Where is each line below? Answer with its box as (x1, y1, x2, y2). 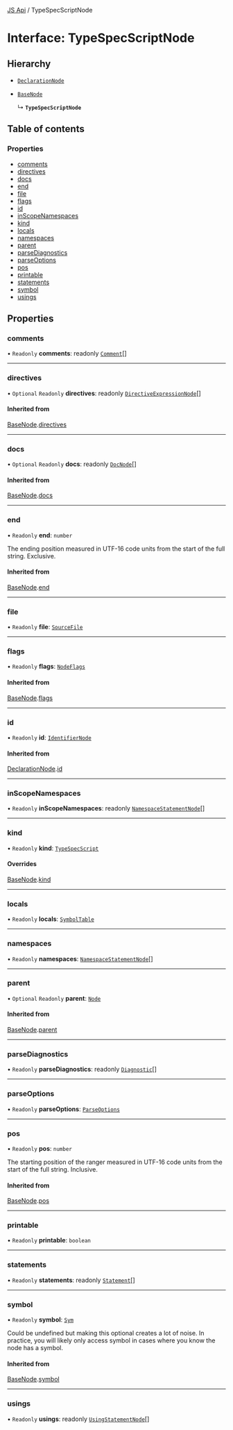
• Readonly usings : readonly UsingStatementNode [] (7, 1415, 150, 1423)
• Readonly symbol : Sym (7, 1315, 74, 1324)
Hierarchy (7, 58, 51, 69)
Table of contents (7, 123, 85, 135)
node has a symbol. (7, 1344, 64, 1352)
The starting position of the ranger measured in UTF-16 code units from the (7, 1158, 223, 1166)
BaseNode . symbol (7, 1375, 60, 1383)
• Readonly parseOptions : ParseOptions (7, 1104, 120, 1113)
